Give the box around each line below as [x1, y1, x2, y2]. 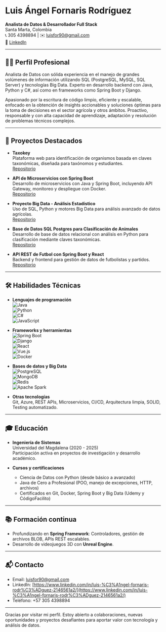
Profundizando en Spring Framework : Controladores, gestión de [12, 531, 144, 537]
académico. [12, 455, 37, 461]
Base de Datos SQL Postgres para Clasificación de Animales [12, 226, 138, 232]
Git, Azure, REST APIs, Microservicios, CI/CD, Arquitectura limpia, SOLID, [12, 399, 161, 405]
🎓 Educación [5, 424, 48, 432]
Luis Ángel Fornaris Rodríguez [5, 5, 132, 16]
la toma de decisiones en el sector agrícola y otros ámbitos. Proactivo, [5, 107, 148, 113]
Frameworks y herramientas [12, 327, 72, 333]
